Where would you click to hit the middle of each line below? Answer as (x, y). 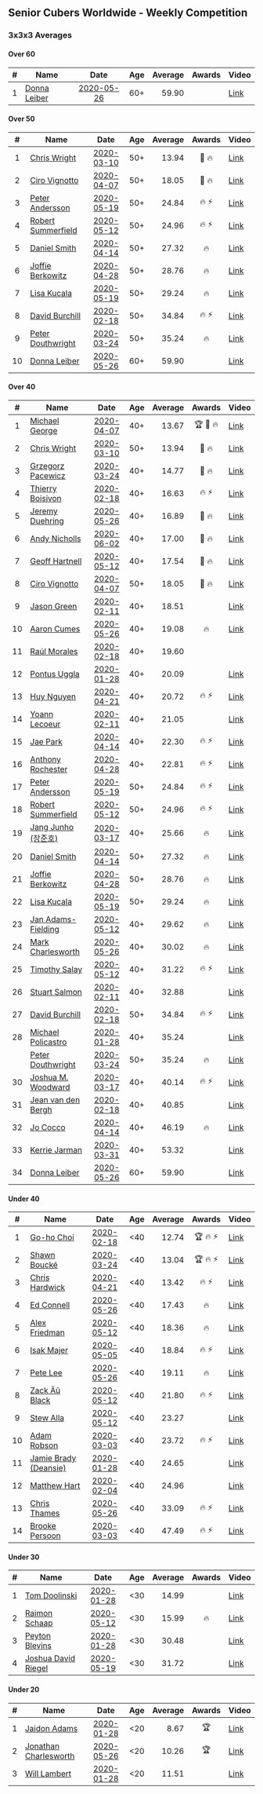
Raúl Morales (54, 651)
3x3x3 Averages (40, 35)
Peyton (38, 1636)
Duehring (47, 521)
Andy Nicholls (56, 539)
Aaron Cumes (55, 629)
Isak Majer (49, 1350)
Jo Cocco (48, 1127)
